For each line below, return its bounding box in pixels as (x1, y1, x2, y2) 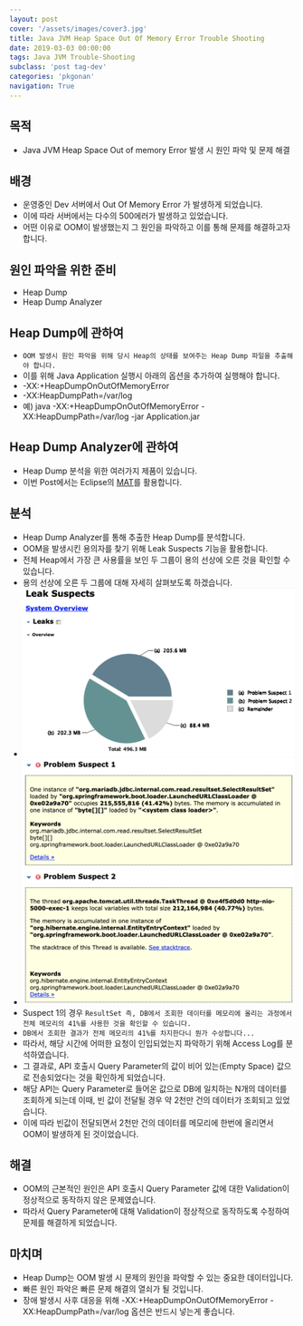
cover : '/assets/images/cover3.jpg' (9, 24, 147, 34)
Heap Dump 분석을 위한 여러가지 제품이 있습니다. (22, 465, 197, 476)
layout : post (9, 15, 59, 24)
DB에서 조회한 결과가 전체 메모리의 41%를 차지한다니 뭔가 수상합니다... (22, 1029, 255, 1038)
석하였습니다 (22, 1048, 68, 1060)
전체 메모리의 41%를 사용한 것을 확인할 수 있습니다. (22, 1019, 192, 1029)
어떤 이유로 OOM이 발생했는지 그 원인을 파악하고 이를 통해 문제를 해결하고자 (22, 222, 291, 233)
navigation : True (9, 82, 75, 91)
